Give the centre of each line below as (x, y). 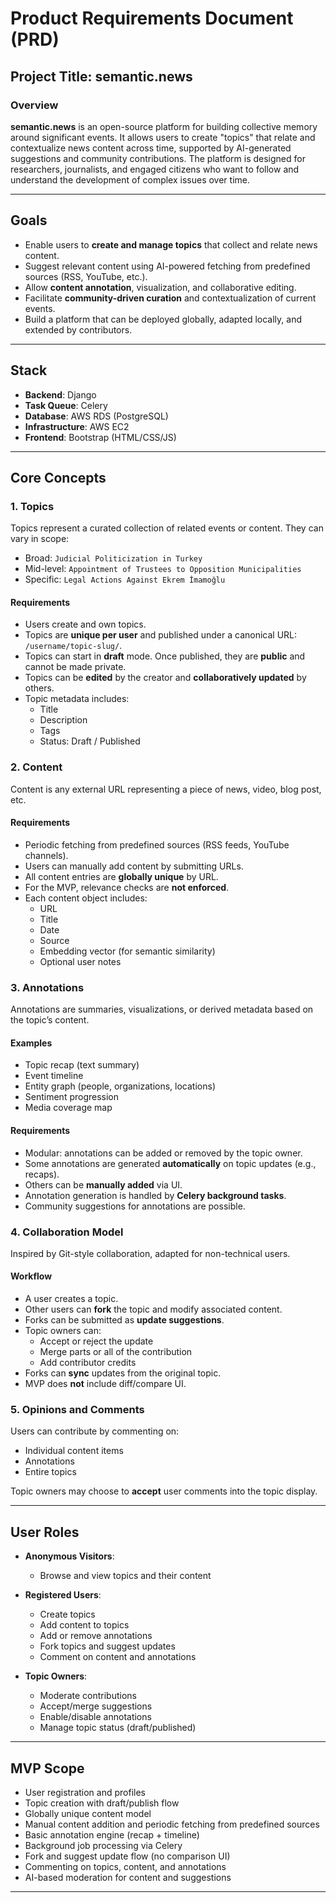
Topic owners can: (63, 1331)
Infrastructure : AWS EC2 (77, 426)
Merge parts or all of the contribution (116, 1352)
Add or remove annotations (96, 1636)
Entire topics (50, 1472)
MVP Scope (47, 1768)
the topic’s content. (50, 1020)
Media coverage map (68, 1108)
